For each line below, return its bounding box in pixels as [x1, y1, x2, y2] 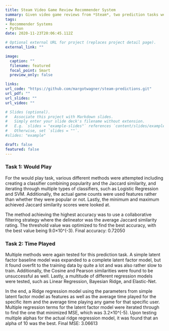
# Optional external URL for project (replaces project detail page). [5, 40, 156, 45]
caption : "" [10, 59, 35, 64]
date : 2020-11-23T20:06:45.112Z [5, 31, 73, 36]
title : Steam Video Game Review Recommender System [5, 7, 116, 13]
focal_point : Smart [10, 68, 51, 73]
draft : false [5, 142, 33, 147]
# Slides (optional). [5, 109, 51, 115]
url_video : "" [5, 100, 35, 105]
